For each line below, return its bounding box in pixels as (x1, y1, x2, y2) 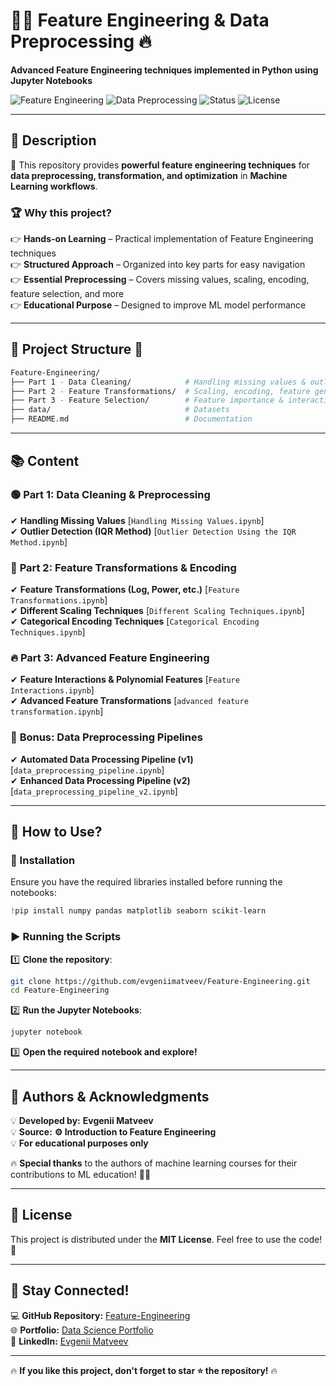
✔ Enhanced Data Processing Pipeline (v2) (10, 774, 191, 786)
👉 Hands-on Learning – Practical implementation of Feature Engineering (10, 233, 314, 245)
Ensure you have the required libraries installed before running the (10, 876, 283, 888)
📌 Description (10, 132, 97, 149)
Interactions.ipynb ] (10, 684, 95, 696)
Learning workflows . (10, 180, 98, 192)
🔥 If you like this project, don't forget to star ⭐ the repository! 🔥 (10, 1364, 278, 1376)
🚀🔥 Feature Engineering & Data (10, 9, 270, 32)
